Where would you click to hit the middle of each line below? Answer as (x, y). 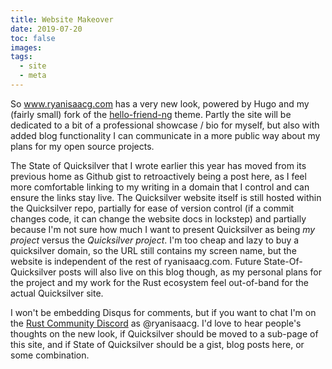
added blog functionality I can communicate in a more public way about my (165, 135)
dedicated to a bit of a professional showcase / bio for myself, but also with (165, 125)
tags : (21, 57)
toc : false (33, 38)
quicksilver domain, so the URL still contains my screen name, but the (153, 250)
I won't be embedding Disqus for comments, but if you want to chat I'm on (163, 312)
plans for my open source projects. (82, 146)
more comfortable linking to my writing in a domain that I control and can (160, 187)
